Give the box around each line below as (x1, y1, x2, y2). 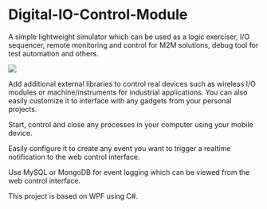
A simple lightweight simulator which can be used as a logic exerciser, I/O (8, 32, 250, 41)
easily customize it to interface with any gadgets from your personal (8, 95, 232, 105)
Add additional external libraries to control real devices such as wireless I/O (8, 79, 257, 88)
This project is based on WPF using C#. (8, 191, 138, 200)
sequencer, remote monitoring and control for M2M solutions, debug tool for (8, 40, 259, 49)
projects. (8, 104, 37, 114)
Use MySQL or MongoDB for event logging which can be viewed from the (8, 167, 250, 176)
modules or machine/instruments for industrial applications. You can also (8, 87, 248, 97)
